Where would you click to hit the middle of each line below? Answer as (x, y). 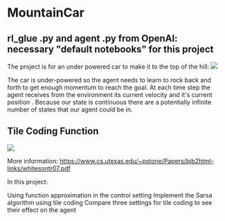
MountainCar (46, 13)
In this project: (28, 182)
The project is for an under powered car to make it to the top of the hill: (108, 67)
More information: (33, 161)
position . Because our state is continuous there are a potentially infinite (109, 102)
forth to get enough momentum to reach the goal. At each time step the (109, 87)
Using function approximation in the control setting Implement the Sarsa (110, 195)
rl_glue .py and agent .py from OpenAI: (92, 38)
